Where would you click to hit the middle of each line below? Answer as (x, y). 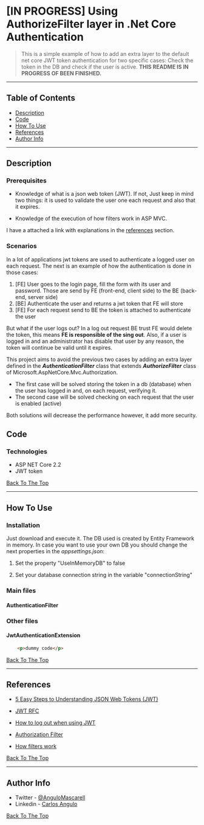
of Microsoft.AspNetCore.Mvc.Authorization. (62, 372)
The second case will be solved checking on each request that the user (104, 397)
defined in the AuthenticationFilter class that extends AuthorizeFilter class (101, 365)
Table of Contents (41, 98)
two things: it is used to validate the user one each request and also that (105, 200)
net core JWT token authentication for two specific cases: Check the (107, 60)
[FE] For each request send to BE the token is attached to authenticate (103, 310)
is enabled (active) (38, 403)
